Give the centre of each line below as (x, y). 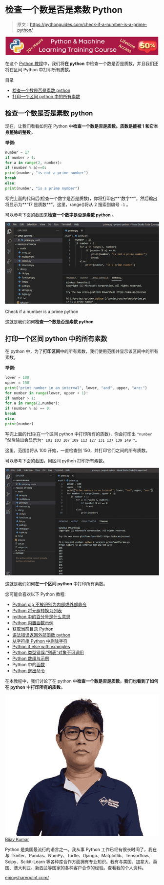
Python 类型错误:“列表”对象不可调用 (48, 652)
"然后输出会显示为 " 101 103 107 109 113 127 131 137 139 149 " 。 (72, 440)
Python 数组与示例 (31, 658)
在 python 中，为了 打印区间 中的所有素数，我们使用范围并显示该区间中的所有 (82, 351)
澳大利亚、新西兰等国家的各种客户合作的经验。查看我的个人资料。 (80, 867)
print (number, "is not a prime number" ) (47, 173)
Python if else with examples (41, 646)
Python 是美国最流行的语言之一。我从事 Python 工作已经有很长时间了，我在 (81, 849)
